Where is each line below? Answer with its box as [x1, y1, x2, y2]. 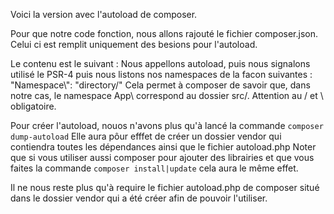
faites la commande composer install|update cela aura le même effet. [10, 162, 299, 174]
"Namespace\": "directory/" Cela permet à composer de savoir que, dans [10, 79, 311, 91]
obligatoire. [10, 100, 57, 112]
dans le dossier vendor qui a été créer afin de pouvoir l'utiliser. [10, 192, 268, 204]
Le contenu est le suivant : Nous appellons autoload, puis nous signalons [10, 58, 311, 69]
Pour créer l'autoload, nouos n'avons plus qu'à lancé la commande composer [10, 120, 324, 131]
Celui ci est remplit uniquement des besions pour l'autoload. [10, 39, 258, 50]
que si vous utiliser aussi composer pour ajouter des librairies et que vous [10, 152, 315, 163]
